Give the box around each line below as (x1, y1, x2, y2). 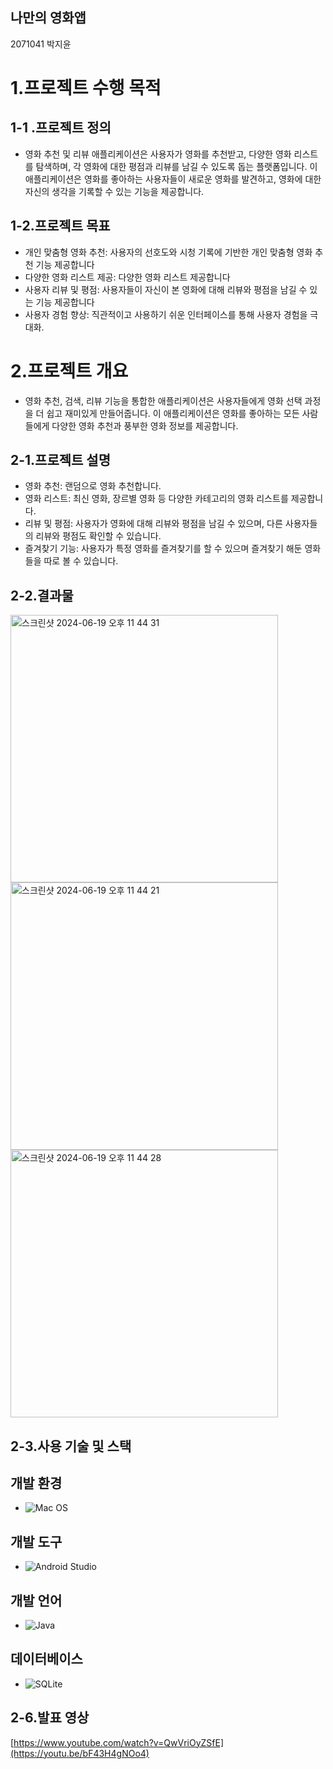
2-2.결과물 (10, 587, 74, 604)
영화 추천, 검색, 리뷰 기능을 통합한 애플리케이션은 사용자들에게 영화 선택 (24, 394, 303, 407)
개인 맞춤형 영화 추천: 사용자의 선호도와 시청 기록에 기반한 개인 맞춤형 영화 (24, 246, 313, 258)
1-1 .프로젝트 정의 (10, 119, 112, 137)
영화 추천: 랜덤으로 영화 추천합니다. (24, 480, 162, 492)
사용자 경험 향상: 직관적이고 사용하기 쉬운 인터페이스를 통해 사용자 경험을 (24, 308, 308, 320)
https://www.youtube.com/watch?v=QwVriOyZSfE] (13, 1736, 225, 1748)
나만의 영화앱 (10, 9, 87, 27)
